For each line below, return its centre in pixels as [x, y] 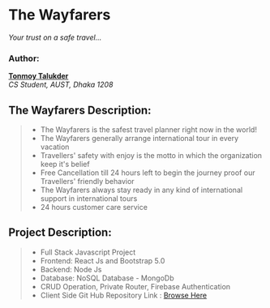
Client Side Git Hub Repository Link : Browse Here [124, 295]
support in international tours [89, 199]
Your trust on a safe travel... [55, 37]
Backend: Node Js [71, 269]
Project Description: [60, 233]
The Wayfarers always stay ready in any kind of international [141, 190]
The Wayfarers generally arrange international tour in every [139, 139]
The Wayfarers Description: [80, 110]
